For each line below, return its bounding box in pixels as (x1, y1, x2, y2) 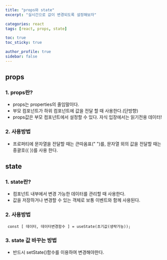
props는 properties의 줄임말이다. (12, 101, 79, 107)
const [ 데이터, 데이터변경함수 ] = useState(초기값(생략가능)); (7, 224, 131, 229)
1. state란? (5, 179, 32, 186)
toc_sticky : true (5, 40, 42, 45)
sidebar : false (5, 54, 38, 59)
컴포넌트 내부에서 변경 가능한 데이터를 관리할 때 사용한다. (12, 191, 126, 197)
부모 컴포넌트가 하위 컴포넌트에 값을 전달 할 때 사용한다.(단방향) (12, 108, 138, 114)
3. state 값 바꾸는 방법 (5, 237, 57, 244)
